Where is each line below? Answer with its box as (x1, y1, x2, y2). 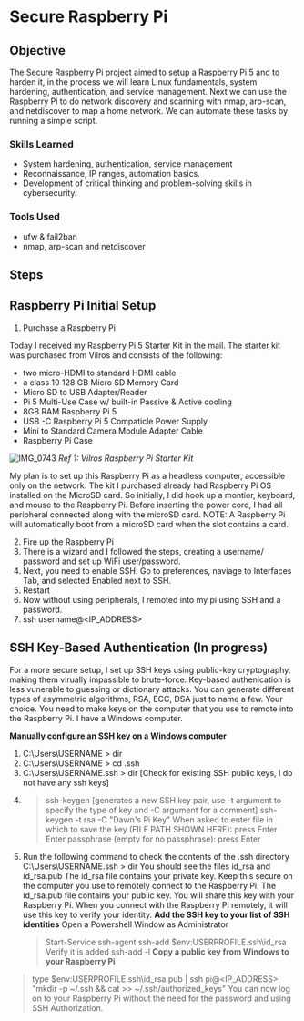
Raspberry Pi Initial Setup (9, 298, 157, 313)
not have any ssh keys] (22, 777, 109, 788)
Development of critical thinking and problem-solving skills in (22, 178, 253, 189)
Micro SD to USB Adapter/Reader (22, 386, 147, 397)
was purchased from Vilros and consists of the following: (9, 349, 223, 361)
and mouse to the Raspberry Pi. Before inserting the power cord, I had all (9, 499, 283, 510)
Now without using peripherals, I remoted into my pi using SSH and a (22, 594, 281, 605)
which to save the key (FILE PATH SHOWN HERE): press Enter (45, 823, 278, 834)
